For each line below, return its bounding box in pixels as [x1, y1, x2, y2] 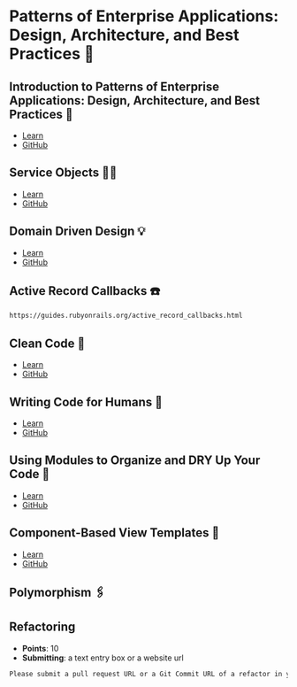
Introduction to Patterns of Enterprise [9, 79, 219, 94]
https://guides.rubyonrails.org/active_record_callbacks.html [9, 312, 243, 320]
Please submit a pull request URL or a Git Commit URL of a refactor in [9, 669, 283, 678]
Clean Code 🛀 [9, 336, 86, 351]
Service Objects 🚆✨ [9, 166, 118, 181]
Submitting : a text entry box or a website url [21, 652, 184, 663]
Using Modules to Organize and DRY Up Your [9, 453, 261, 468]
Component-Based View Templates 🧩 [9, 525, 220, 541]
